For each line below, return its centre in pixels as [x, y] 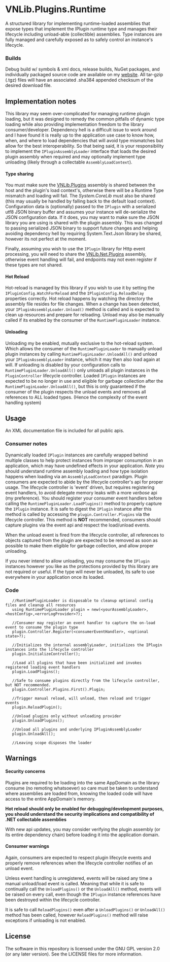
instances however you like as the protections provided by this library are [82, 566]
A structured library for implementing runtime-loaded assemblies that [78, 23]
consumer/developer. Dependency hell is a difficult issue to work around [81, 130]
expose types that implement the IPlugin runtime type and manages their [81, 28]
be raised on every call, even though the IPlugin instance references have [83, 894]
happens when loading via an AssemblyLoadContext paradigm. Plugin [77, 476]
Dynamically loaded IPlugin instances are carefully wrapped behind [77, 455]
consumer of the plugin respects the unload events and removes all [76, 391]
